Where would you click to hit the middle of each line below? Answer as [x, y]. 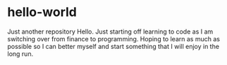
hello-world [42, 12]
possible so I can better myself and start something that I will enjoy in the [114, 46]
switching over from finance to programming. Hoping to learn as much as [114, 38]
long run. [20, 54]
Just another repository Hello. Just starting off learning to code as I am [110, 31]
